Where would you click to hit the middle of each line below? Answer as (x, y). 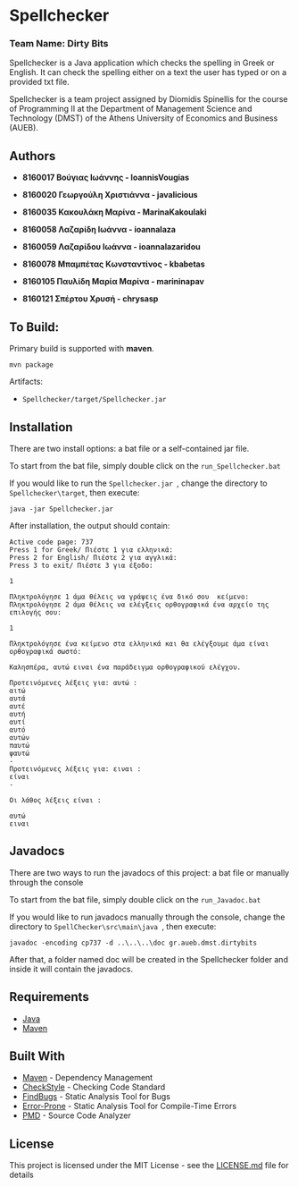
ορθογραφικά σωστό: (46, 651)
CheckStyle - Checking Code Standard (94, 1087)
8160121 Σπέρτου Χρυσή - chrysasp (90, 299)
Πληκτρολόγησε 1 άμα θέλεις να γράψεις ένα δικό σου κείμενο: (129, 597)
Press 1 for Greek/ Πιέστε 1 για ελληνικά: (91, 550)
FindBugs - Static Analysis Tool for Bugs (96, 1097)
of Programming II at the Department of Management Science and (131, 109)
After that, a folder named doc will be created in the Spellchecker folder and (149, 959)
